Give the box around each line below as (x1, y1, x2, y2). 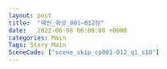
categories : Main (8, 33, 67, 42)
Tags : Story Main (8, 41, 67, 49)
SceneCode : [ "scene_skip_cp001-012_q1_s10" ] (8, 48, 160, 56)
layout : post (8, 11, 52, 20)
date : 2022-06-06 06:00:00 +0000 (8, 26, 128, 34)
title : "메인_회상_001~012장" (8, 19, 104, 27)
